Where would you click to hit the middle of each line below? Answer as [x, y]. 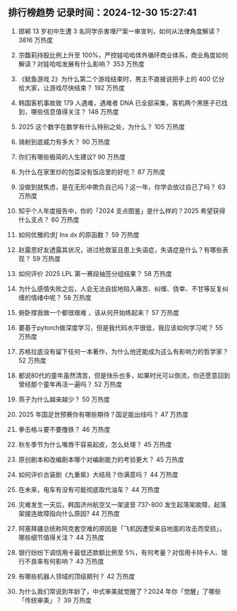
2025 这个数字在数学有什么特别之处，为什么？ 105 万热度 [102, 127]
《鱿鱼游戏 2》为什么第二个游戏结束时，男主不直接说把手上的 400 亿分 [121, 79]
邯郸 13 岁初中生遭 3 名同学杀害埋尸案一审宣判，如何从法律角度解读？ [120, 31]
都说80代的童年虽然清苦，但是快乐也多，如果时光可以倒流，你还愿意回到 [124, 375]
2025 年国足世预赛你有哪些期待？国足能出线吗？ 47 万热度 [103, 414]
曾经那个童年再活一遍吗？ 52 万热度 [70, 384]
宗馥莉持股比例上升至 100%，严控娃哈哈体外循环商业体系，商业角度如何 [123, 55]
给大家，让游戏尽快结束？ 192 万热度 [72, 88]
